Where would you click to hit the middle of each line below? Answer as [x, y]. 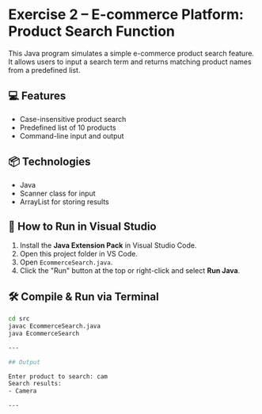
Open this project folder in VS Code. [79, 254]
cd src [19, 319]
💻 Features [37, 96]
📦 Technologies [49, 162]
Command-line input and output [72, 135]
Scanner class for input [58, 193]
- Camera [23, 391]
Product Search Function [92, 31]
